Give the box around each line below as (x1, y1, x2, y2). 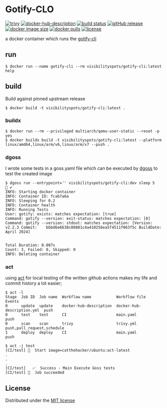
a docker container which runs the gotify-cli (5, 36, 97, 42)
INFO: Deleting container (5, 252, 60, 257)
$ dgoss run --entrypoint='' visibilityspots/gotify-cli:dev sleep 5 (5, 180, 155, 186)
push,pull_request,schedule (5, 326, 65, 331)
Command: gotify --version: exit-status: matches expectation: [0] (5, 216, 151, 222)
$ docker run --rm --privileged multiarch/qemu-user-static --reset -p (5, 129, 159, 134)
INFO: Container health (5, 203, 56, 208)
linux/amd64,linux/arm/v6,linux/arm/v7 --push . (5, 142, 110, 147)
